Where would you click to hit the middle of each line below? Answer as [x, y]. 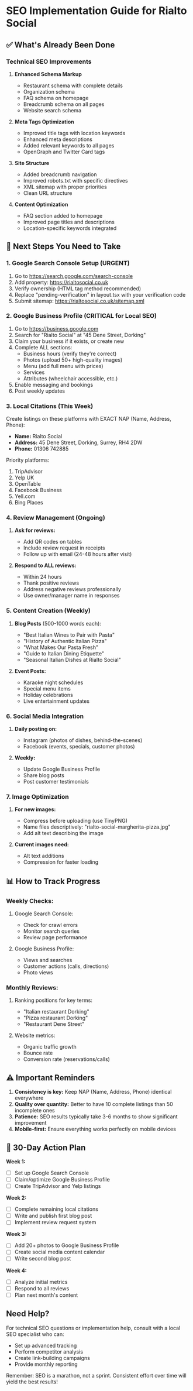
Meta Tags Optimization [44, 122]
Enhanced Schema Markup [48, 74]
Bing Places [29, 503]
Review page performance [55, 937]
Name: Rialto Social [38, 437]
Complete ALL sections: [43, 347]
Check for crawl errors [50, 925]
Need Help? [28, 1314]
